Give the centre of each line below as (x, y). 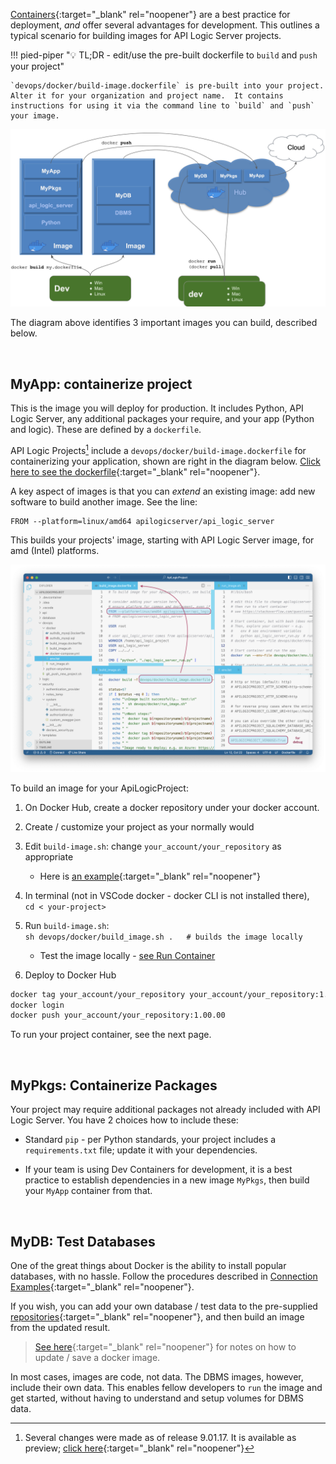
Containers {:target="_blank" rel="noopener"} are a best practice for (150, 14)
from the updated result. (60, 1327)
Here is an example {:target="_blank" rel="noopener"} (150, 876)
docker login (37, 1005)
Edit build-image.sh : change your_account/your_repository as (153, 846)
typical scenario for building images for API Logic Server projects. (146, 35)
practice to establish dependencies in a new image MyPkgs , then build (167, 1180)
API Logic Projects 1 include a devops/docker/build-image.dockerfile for (158, 449)
